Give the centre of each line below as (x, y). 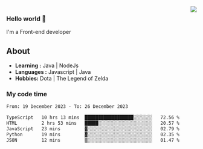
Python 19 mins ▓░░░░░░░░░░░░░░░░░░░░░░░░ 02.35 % (93, 134)
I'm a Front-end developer (39, 32)
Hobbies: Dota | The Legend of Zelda (62, 79)
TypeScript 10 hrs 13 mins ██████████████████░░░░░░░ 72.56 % (93, 118)
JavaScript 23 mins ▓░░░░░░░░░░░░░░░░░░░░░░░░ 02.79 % (93, 129)
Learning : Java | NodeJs (47, 65)
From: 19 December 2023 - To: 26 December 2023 (67, 107)
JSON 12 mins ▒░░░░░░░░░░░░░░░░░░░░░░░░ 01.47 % (93, 140)
